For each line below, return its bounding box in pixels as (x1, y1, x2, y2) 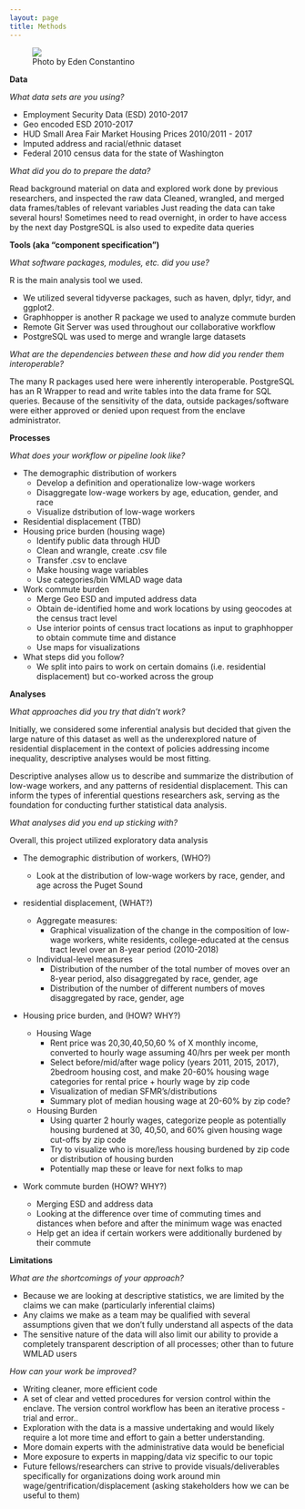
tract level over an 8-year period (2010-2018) (49, 943, 219, 954)
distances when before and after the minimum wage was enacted (36, 1218, 282, 1229)
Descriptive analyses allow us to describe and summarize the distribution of (9, 770, 294, 781)
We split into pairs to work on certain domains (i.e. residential (36, 661, 266, 672)
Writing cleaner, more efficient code (22, 1383, 158, 1394)
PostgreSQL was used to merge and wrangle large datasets (22, 331, 247, 342)
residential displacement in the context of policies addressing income (9, 743, 270, 754)
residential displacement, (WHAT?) (22, 897, 153, 908)
